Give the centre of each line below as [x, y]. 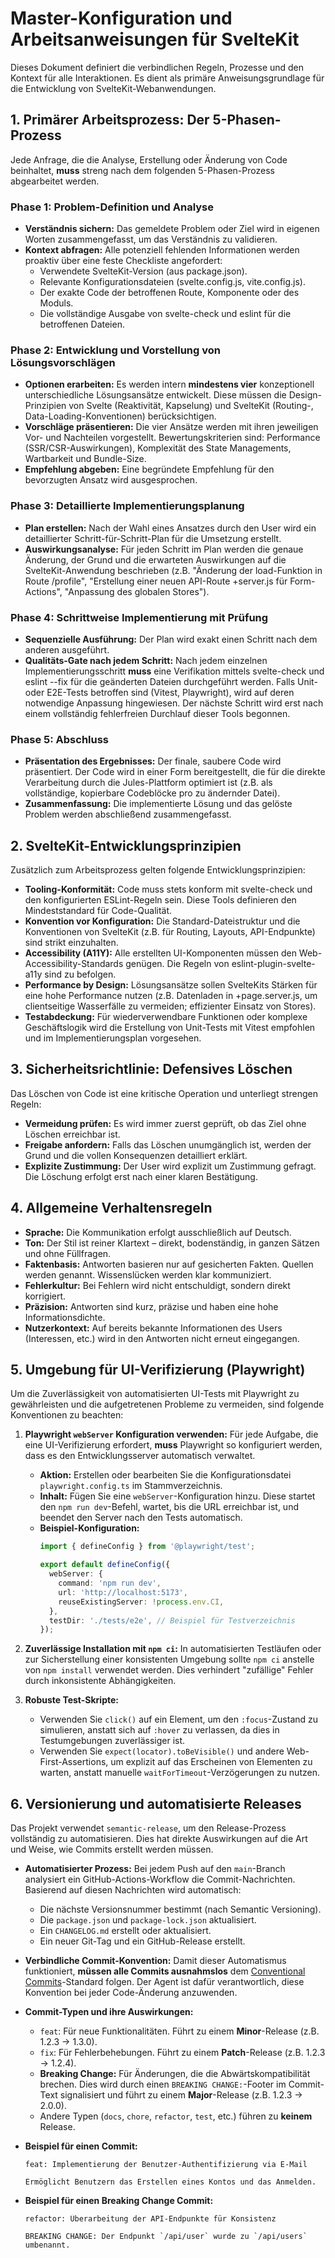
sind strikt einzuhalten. [71, 943]
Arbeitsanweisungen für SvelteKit [155, 39]
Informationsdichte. [65, 1317]
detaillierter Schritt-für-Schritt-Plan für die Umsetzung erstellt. [153, 538]
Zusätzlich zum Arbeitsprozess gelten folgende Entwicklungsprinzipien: [158, 870]
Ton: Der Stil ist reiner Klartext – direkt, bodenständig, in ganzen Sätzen [172, 1243]
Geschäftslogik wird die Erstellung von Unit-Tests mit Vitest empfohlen [170, 1028]
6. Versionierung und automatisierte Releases [156, 1803]
